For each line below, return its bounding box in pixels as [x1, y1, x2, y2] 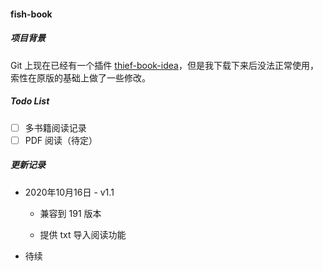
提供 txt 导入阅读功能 [39, 228, 127, 240]
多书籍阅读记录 [24, 121, 87, 134]
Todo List [10, 95, 50, 107]
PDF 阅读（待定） [24, 134, 98, 146]
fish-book [10, 8, 53, 20]
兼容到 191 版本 [39, 207, 102, 219]
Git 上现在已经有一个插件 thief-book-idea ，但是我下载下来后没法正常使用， [10, 59, 319, 71]
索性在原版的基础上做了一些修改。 [10, 71, 151, 84]
